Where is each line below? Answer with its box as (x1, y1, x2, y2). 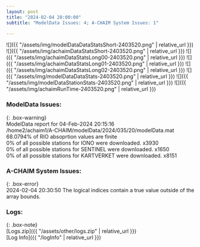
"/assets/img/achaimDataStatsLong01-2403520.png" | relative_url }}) (14, 60, 184, 67)
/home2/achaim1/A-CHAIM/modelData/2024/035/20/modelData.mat (6, 126, 174, 134)
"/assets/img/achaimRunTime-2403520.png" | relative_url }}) (6, 86, 156, 93)
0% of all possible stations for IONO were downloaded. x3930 (6, 139, 159, 146)
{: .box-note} (6, 221, 38, 229)
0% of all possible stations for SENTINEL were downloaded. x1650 (6, 145, 170, 152)
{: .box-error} (6, 180, 39, 187)
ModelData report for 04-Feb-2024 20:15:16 (6, 120, 115, 127)
